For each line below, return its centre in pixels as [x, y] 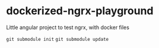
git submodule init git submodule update [57, 39]
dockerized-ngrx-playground [80, 11]
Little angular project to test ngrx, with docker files [68, 27]
